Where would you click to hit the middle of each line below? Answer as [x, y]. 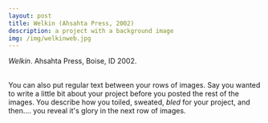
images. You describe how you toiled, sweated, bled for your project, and [129, 102]
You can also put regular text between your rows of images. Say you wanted [134, 85]
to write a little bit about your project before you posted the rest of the [124, 94]
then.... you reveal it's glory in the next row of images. [97, 111]
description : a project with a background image [91, 31]
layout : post [30, 16]
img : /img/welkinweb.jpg [50, 38]
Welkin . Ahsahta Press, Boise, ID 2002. [73, 61]
